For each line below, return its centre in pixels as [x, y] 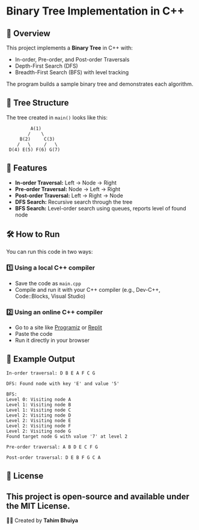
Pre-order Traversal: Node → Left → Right [68, 189]
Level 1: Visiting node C [38, 410]
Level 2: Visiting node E [38, 420]
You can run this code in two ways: [50, 252]
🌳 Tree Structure [38, 103]
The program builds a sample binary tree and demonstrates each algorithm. [100, 84]
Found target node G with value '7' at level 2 [67, 436]
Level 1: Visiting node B [38, 405]
